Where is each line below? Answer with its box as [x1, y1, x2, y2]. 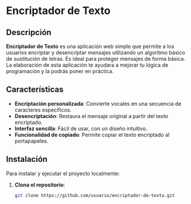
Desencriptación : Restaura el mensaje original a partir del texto [14, 112, 169, 119]
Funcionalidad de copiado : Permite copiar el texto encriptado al [14, 131, 170, 138]
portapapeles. [14, 137, 49, 144]
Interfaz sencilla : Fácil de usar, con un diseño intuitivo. [14, 125, 148, 132]
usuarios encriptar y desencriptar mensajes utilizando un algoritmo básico [6, 49, 186, 56]
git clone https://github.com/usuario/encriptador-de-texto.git [14, 192, 175, 198]
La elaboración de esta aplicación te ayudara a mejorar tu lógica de [6, 61, 169, 68]
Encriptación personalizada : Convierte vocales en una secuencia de [14, 100, 182, 107]
